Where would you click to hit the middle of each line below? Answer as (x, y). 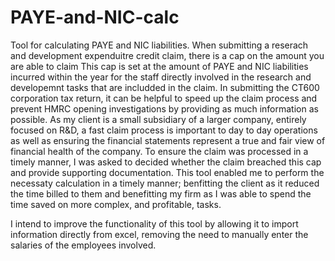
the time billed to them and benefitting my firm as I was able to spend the (161, 193)
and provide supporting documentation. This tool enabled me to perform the (167, 172)
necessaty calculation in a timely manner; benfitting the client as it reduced (165, 183)
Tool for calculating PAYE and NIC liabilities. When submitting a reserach (159, 45)
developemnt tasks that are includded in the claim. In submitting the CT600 (165, 87)
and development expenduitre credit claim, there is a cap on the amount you (167, 55)
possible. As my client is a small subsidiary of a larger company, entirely (158, 119)
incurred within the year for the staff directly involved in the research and (161, 77)
